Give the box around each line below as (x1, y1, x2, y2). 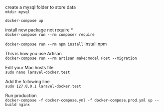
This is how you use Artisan (5, 51, 62, 56)
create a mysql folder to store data (5, 4, 76, 10)
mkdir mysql (5, 9, 30, 14)
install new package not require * (5, 27, 73, 33)
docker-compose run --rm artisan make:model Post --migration (5, 56, 137, 61)
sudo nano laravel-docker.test (5, 70, 70, 75)
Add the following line (5, 79, 50, 84)
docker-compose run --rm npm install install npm (5, 41, 107, 47)
